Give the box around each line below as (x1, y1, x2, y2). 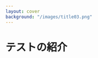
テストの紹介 (5, 41, 68, 54)
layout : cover (5, 8, 40, 14)
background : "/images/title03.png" (5, 14, 93, 20)
